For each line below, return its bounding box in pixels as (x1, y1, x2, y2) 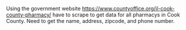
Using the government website (6, 5, 81, 12)
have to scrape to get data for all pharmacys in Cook (52, 11, 180, 18)
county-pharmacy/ (6, 11, 51, 18)
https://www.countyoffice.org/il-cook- (81, 5, 175, 12)
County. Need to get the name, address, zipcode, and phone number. (6, 18, 175, 24)
